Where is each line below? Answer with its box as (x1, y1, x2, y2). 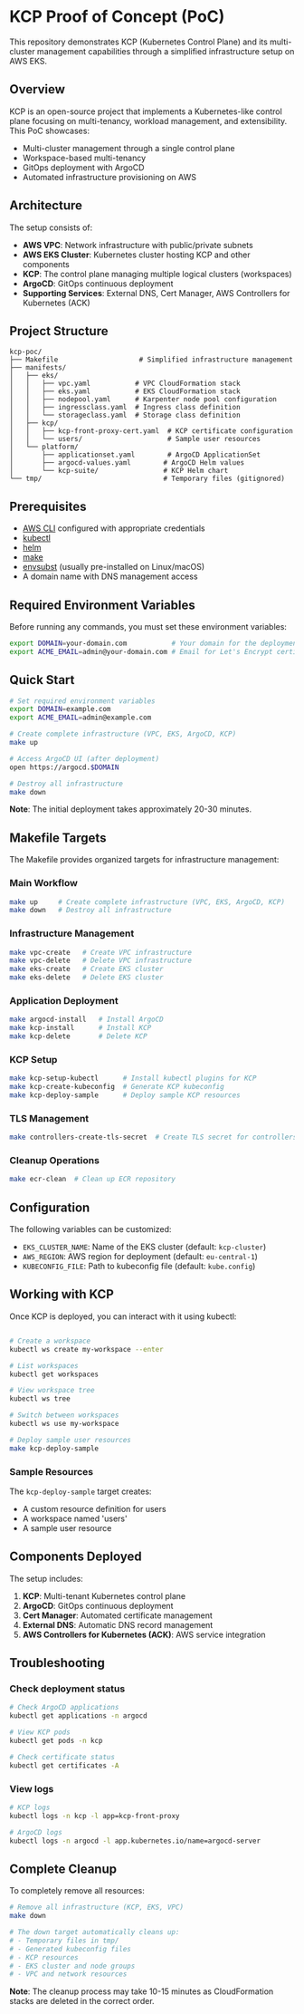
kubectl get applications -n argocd (9, 1711, 147, 1720)
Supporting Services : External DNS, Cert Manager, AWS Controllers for (22, 287, 290, 298)
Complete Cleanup (9, 1861, 118, 1876)
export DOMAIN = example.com (9, 705, 111, 714)
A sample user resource (22, 1522, 112, 1533)
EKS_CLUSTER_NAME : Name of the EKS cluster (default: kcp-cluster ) (22, 1241, 267, 1252)
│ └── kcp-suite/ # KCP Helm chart (9, 467, 229, 476)
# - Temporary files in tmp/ (9, 1936, 119, 1945)
